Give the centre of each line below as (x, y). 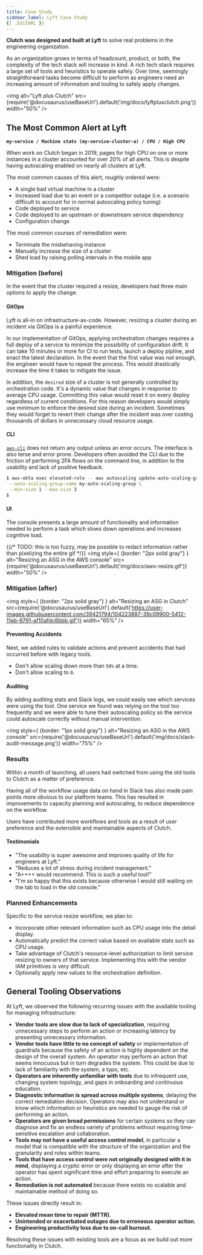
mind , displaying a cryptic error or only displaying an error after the (99, 1166)
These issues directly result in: (44, 1203)
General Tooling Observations (64, 992)
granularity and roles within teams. (58, 1153)
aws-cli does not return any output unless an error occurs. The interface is (100, 447)
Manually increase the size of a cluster (63, 251)
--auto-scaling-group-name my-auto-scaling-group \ (75, 484)
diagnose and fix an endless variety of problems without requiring (97, 1127)
